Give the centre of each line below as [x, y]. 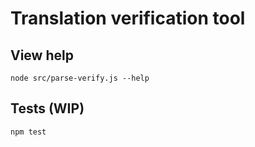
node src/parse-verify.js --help [80, 78]
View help [42, 55]
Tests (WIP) [47, 108]
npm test [28, 132]
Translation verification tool [128, 18]
